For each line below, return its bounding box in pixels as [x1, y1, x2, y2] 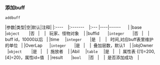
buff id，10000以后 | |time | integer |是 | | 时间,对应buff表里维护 [5, 37, 154, 42]
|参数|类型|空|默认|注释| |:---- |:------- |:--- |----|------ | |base [5, 25, 142, 30]
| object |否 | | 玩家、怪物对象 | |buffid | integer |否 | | [5, 30, 150, 37]
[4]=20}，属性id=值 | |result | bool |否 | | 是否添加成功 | [5, 54, 139, 61]
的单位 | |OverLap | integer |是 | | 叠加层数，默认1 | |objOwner [5, 42, 153, 49]
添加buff [5, 4, 25, 11]
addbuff [5, 15, 21, 20]
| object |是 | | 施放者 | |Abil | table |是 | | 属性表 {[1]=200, [7, 49, 156, 54]
